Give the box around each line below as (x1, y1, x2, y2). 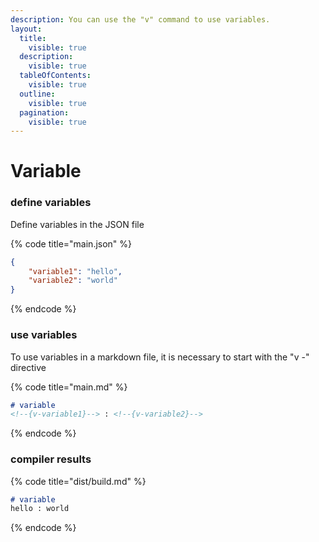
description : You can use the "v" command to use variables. (10, 14, 271, 25)
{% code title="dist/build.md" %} (10, 475, 147, 487)
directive (10, 361, 47, 373)
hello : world (10, 504, 70, 514)
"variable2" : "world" (28, 276, 118, 286)
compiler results (10, 452, 92, 466)
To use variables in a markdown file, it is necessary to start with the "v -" (10, 351, 310, 363)
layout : (10, 24, 43, 34)
